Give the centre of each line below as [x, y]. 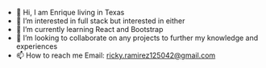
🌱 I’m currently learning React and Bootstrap [89, 29]
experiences [37, 46]
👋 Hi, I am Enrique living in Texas [70, 12]
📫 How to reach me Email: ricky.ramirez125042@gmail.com [116, 55]
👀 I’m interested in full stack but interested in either [100, 21]
